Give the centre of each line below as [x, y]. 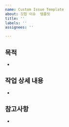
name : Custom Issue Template [34, 9]
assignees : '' [19, 28]
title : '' [15, 18]
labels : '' [16, 23]
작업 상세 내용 [24, 81]
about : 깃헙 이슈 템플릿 [28, 14]
